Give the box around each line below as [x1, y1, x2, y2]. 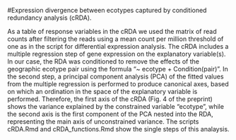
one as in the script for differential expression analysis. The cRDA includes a [7, 42, 229, 50]
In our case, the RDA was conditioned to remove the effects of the [7, 57, 200, 66]
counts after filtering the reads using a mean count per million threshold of [7, 35, 224, 43]
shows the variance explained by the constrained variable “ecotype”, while [7, 103, 225, 110]
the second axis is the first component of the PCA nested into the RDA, [7, 110, 213, 118]
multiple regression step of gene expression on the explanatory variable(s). [7, 49, 226, 58]
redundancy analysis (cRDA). [7, 13, 92, 22]
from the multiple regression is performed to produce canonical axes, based [7, 80, 230, 88]
